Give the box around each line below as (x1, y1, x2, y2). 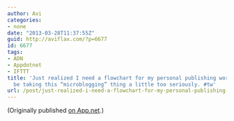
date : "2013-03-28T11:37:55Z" (7, 29, 95, 37)
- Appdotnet (7, 62, 42, 68)
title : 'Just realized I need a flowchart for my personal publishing (7, 74, 217, 82)
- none (7, 23, 26, 30)
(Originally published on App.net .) (7, 106, 104, 115)
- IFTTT (7, 68, 30, 75)
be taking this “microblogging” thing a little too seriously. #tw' (13, 81, 217, 88)
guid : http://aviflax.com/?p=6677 (7, 36, 108, 43)
